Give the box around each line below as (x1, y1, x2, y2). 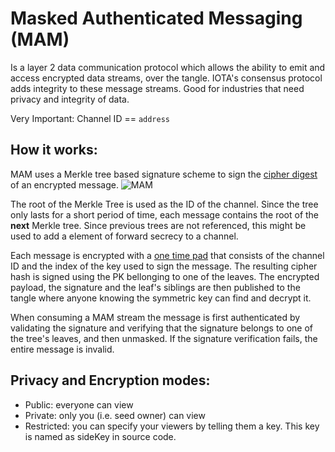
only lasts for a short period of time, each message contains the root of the (10, 208, 320, 221)
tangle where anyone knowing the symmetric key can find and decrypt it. (10, 292, 312, 304)
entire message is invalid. (10, 343, 115, 355)
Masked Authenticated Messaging (10, 7, 303, 30)
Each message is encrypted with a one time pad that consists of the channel (10, 249, 325, 261)
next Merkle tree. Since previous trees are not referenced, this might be (10, 219, 307, 231)
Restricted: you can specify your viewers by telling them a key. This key (24, 420, 320, 432)
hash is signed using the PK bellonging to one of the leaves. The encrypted (10, 270, 320, 282)
